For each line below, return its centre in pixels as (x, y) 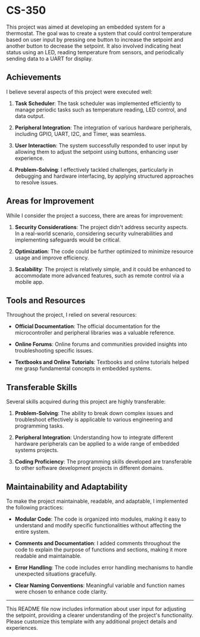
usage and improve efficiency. (52, 258)
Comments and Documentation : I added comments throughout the (97, 543)
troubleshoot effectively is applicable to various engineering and (94, 420)
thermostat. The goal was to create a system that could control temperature (99, 33)
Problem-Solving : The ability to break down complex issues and (94, 413)
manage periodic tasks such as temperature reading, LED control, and (101, 109)
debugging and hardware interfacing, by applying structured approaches (104, 176)
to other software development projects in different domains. (89, 468)
